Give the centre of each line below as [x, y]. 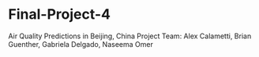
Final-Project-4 [59, 14]
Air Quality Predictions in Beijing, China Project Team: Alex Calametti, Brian [130, 36]
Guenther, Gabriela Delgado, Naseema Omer [81, 44]
